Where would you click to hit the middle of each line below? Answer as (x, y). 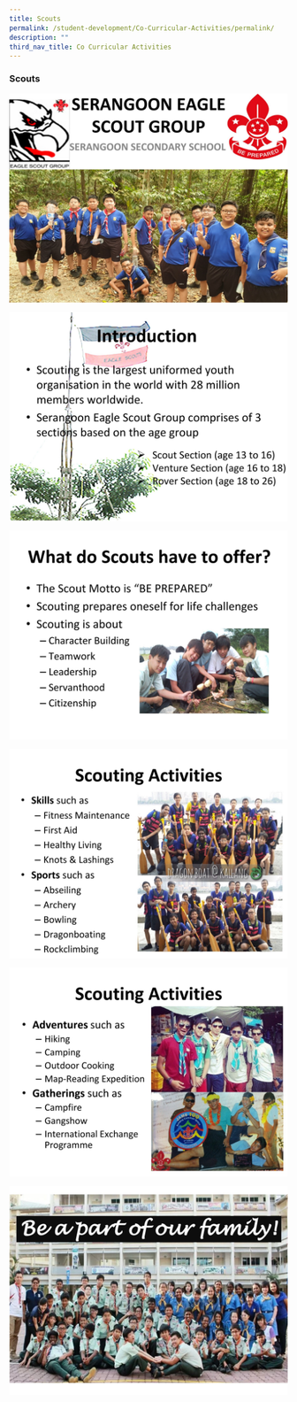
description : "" (39, 37)
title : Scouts (35, 19)
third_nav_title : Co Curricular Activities (91, 47)
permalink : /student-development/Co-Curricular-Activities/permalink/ (142, 28)
